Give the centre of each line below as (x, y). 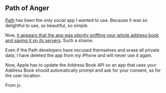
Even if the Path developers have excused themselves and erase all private (82, 50)
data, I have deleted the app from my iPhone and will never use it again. (79, 55)
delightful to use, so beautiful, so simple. (47, 25)
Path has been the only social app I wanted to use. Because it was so (76, 20)
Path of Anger (27, 8)
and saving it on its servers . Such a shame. (49, 40)
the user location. (23, 75)
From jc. (13, 85)
